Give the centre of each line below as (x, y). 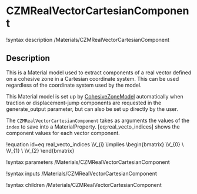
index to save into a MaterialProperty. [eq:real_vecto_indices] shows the (93, 126)
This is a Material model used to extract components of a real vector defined (99, 73)
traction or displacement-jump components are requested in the (84, 103)
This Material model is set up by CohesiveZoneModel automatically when (95, 96)
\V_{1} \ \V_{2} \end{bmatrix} (40, 150)
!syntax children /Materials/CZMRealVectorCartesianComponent (84, 185)
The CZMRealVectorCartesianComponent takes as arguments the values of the (98, 120)
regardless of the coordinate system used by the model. (74, 85)
